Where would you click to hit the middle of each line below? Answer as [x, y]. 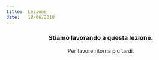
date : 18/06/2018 [31, 17]
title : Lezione [26, 12]
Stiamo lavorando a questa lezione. [101, 38]
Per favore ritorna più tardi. [101, 50]
